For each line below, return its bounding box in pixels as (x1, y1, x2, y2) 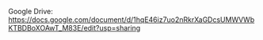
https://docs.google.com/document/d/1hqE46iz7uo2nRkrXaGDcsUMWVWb (8, 15, 255, 24)
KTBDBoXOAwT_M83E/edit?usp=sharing (8, 24, 141, 32)
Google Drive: (8, 7, 54, 16)
